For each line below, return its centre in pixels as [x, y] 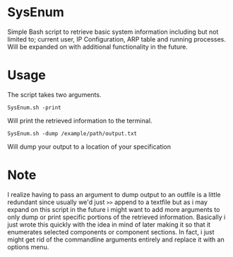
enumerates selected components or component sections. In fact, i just [111, 232]
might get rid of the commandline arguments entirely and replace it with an [116, 239]
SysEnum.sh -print [34, 107]
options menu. [28, 246]
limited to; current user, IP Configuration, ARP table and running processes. [116, 39]
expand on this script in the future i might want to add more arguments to [114, 209]
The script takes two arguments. [54, 94]
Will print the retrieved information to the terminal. [80, 120]
